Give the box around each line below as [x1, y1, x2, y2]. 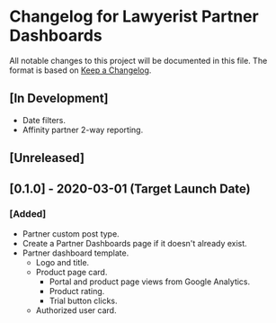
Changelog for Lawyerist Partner [9, 6, 259, 27]
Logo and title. [35, 256, 90, 267]
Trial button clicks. [49, 295, 118, 306]
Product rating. [49, 285, 105, 296]
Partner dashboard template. [22, 247, 129, 258]
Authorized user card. [35, 304, 117, 316]
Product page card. [35, 266, 108, 277]
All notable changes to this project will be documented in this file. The [9, 55, 268, 66]
